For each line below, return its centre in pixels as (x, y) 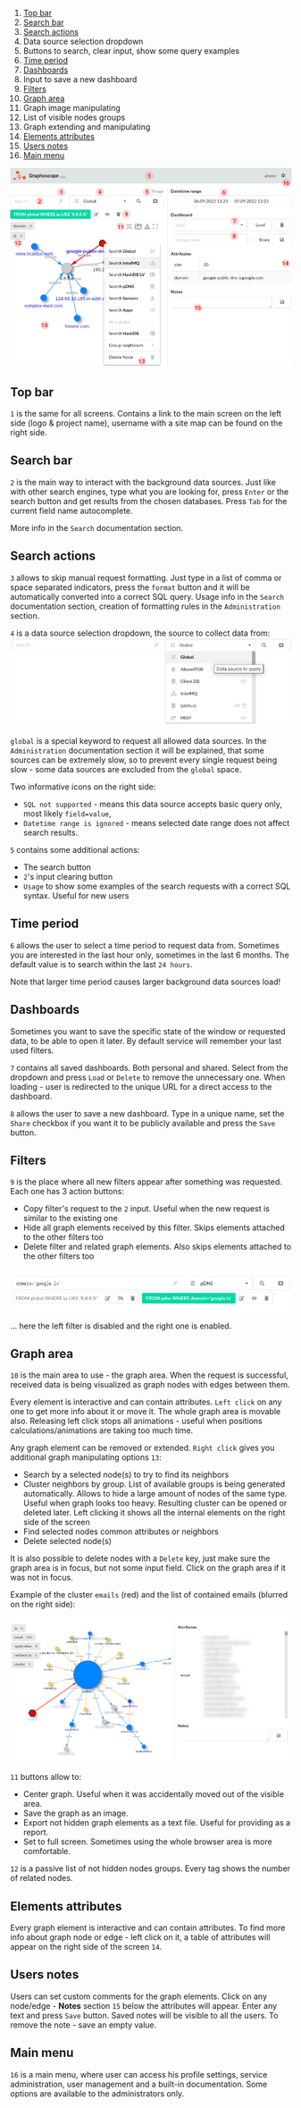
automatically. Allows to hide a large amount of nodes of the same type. (155, 1494)
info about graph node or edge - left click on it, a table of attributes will (140, 1937)
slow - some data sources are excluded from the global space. (126, 770)
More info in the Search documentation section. (97, 527)
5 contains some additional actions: (75, 850)
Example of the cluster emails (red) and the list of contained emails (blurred (149, 1595)
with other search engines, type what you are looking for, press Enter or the (150, 492)
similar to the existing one (71, 1218)
